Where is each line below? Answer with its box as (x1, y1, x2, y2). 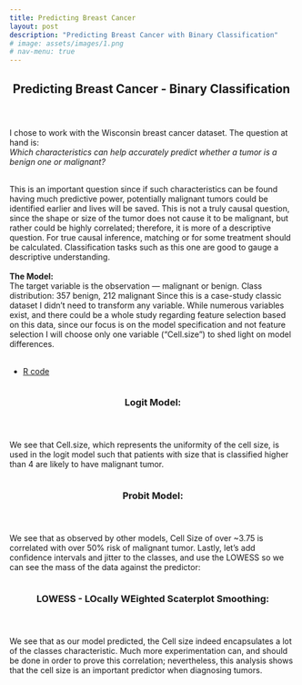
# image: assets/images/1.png (9, 38, 125, 48)
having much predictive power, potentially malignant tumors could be (9, 193, 268, 204)
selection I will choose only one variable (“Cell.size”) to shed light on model (9, 329, 292, 340)
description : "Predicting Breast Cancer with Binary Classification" (9, 30, 279, 39)
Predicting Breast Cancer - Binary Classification (12, 81, 291, 97)
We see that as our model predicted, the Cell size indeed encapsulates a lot (9, 636, 293, 647)
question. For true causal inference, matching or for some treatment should (9, 231, 291, 242)
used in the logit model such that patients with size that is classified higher (9, 449, 289, 460)
